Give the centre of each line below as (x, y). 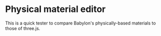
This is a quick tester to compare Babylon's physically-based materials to (80, 23)
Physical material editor (55, 9)
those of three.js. (23, 28)
